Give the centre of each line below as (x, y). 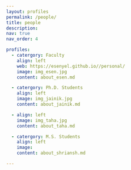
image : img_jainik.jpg (45, 99)
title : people (24, 22)
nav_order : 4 (22, 39)
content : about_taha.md (46, 126)
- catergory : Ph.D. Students (47, 88)
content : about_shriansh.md (51, 153)
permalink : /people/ (32, 17)
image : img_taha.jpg (42, 120)
